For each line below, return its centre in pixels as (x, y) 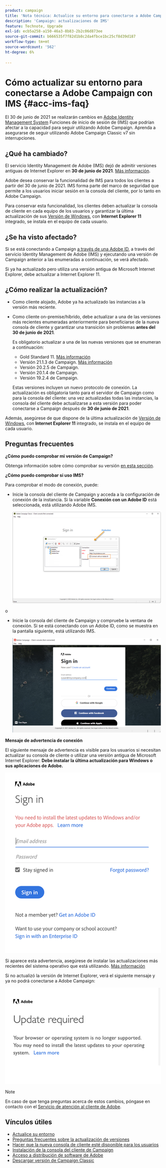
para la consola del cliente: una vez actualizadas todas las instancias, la (85, 398)
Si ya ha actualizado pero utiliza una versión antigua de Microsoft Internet (80, 269)
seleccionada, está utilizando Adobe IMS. (54, 505)
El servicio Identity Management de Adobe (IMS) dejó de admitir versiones (81, 166)
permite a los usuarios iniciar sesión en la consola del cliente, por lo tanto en (83, 191)
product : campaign (24, 10)
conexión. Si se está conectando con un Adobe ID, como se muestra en (85, 626)
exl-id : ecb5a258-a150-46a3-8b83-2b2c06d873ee (54, 31)
